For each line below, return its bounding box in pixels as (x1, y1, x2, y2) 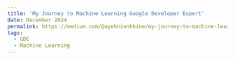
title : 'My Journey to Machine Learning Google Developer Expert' (7, 10, 205, 17)
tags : (7, 29, 23, 37)
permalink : (7, 23, 39, 30)
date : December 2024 (7, 17, 68, 23)
